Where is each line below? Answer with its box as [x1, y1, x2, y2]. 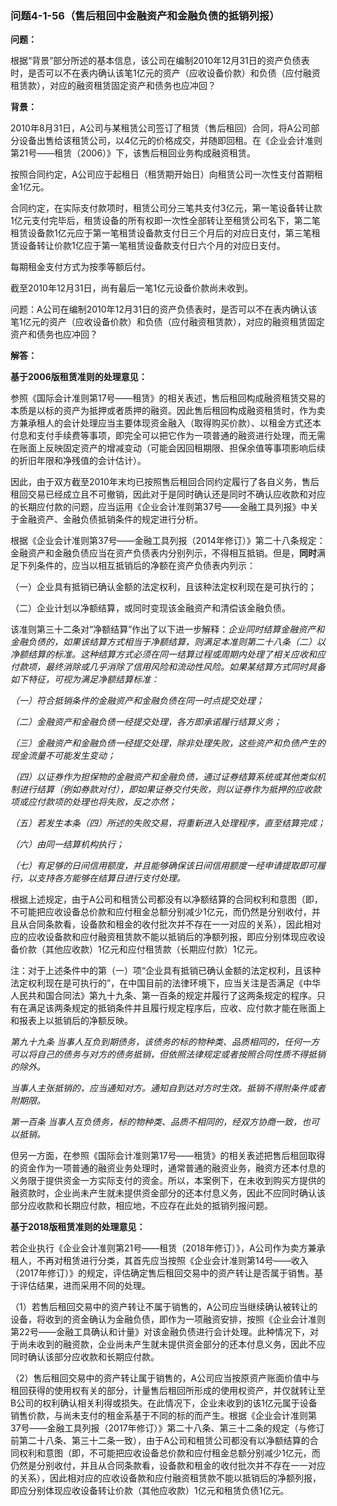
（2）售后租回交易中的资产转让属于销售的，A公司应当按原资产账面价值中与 [10, 1372, 320, 1384]
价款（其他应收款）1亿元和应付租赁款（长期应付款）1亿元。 [18, 943, 263, 956]
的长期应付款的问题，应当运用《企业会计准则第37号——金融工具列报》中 [10, 501, 310, 513]
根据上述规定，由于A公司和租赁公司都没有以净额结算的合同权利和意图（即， [10, 893, 323, 906]
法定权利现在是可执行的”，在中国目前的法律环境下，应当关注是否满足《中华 [10, 977, 322, 989]
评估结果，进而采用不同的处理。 [18, 1280, 151, 1292]
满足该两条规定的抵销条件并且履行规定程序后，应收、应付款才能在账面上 [27, 1002, 326, 1014]
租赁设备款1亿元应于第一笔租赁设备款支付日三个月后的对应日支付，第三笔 [10, 227, 312, 239]
